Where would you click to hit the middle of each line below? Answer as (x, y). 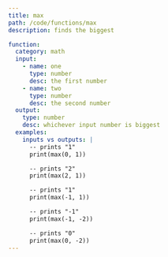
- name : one (42, 67)
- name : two (42, 88)
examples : (31, 132)
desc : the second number (70, 103)
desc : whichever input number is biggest (91, 125)
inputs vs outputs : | (58, 140)
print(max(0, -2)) (59, 240)
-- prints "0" (52, 233)
